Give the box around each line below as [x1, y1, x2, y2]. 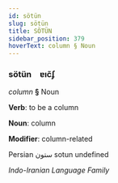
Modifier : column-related [8, 134, 93, 144]
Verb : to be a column [8, 103, 79, 113]
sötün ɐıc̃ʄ [8, 69, 55, 80]
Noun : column [8, 118, 57, 128]
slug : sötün [8, 19, 48, 28]
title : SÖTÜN [8, 27, 53, 35]
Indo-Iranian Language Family [8, 165, 110, 175]
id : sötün [8, 11, 42, 20]
